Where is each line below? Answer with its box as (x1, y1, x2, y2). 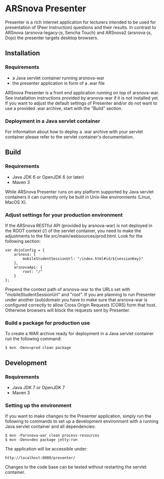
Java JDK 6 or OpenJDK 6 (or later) (12, 174, 84, 180)
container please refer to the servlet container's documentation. (5, 133, 134, 140)
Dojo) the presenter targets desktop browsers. (5, 35, 99, 41)
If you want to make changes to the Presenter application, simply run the (5, 413, 152, 419)
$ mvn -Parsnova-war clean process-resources (5, 433, 99, 438)
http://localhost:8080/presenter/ (5, 455, 76, 460)
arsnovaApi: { (14, 265, 43, 270)
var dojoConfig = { (5, 247, 45, 253)
